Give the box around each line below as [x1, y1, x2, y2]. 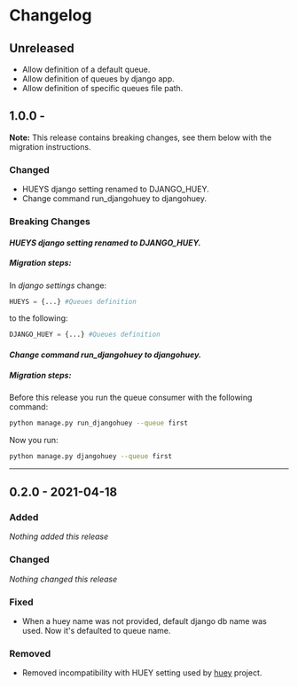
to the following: [9, 313, 68, 324]
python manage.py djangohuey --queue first [9, 451, 173, 461]
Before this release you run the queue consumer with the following [9, 392, 253, 402]
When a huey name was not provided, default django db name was [21, 615, 268, 626]
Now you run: [9, 434, 59, 445]
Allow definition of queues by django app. [21, 74, 175, 84]
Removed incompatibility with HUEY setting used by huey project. [21, 667, 263, 678]
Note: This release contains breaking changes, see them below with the [9, 132, 272, 143]
